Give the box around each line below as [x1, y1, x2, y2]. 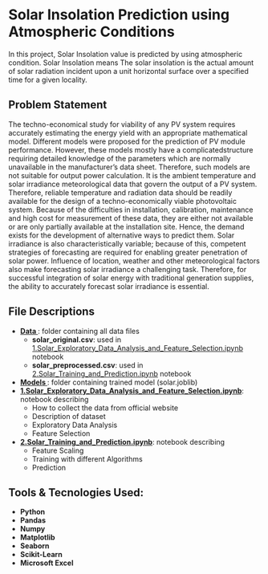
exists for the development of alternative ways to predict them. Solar [8, 230, 235, 240]
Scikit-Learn [19, 550, 63, 560]
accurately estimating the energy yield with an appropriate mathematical [8, 128, 248, 137]
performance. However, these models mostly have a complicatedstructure [8, 145, 254, 154]
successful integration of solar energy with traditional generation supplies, [8, 273, 254, 283]
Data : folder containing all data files [19, 326, 140, 336]
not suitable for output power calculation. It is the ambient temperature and [8, 170, 257, 180]
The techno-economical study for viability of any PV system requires [8, 119, 236, 129]
